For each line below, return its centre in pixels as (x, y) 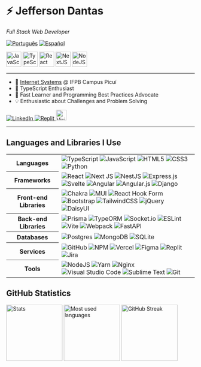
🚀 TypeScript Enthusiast (44, 88)
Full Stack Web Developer (38, 31)
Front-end (32, 197)
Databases (33, 237)
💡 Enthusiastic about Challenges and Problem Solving (81, 101)
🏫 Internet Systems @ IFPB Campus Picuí (66, 82)
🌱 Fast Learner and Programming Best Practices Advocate (86, 94)
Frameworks (32, 180)
